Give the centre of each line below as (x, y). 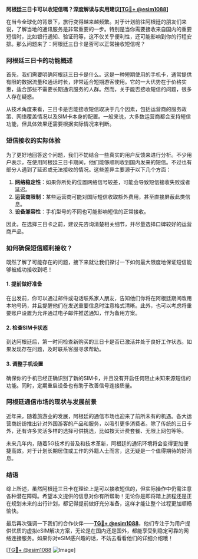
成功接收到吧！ (34, 269)
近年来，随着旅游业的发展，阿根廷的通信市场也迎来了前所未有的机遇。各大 (96, 416)
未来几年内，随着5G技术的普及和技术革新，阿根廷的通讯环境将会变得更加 (95, 443)
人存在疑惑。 (22, 97)
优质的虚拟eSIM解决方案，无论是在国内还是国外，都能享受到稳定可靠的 (97, 531)
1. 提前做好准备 (24, 284)
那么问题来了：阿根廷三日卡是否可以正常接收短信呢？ (81, 44)
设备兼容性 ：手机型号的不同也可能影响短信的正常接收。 (82, 211)
